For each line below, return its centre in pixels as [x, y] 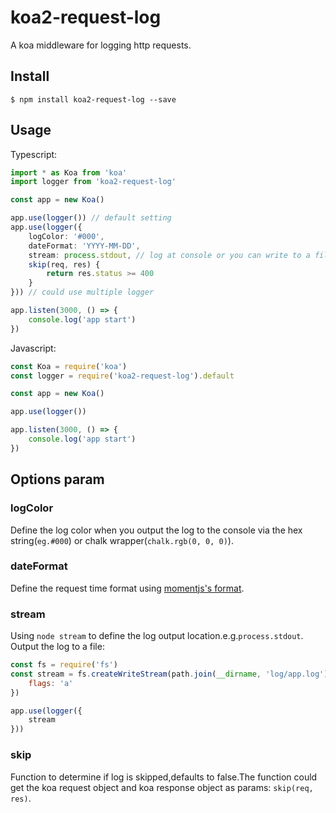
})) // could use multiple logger [82, 292]
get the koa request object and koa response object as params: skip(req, [162, 787]
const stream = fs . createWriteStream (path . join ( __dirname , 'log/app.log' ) [169, 674]
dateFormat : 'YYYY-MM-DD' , [84, 246]
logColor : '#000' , [66, 236]
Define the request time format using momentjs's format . [127, 588]
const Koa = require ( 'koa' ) [69, 366]
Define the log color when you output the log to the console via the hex [156, 530]
